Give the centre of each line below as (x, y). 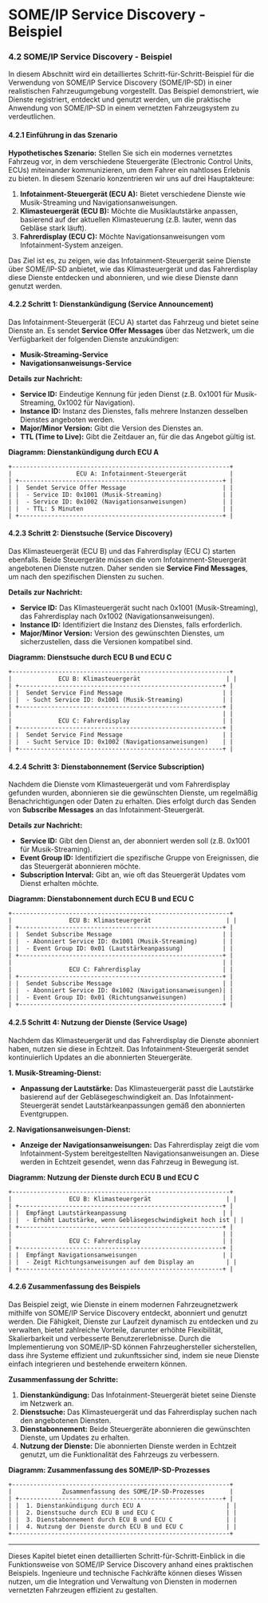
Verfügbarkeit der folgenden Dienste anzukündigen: (94, 339)
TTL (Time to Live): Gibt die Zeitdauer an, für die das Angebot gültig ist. (138, 436)
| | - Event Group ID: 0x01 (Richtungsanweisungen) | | (121, 998)
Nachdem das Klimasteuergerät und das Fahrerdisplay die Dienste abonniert (134, 1040)
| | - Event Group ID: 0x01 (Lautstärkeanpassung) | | (121, 949)
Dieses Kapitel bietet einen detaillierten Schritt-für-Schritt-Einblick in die (127, 1556)
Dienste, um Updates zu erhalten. (75, 1437)
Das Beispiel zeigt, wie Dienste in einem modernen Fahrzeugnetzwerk (123, 1304)
